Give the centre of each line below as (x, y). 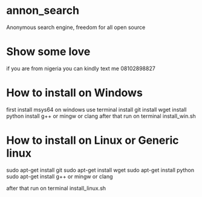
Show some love (48, 52)
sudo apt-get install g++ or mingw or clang (60, 176)
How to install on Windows (75, 93)
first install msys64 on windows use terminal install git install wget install (96, 109)
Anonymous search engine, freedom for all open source (76, 27)
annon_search (43, 11)
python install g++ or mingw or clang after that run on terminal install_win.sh (101, 116)
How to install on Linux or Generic (93, 140)
